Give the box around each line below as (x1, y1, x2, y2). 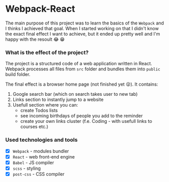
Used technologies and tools (5, 136, 78, 143)
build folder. (5, 71, 31, 77)
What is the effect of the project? (5, 49, 89, 56)
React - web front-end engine (12, 153, 75, 160)
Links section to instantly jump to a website (12, 96, 104, 102)
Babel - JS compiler (12, 159, 55, 166)
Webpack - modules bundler (12, 148, 69, 154)
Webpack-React (5, 3, 76, 15)
